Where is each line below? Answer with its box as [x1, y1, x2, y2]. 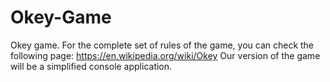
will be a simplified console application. [10, 60, 173, 72]
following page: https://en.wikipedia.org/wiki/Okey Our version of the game [10, 49, 321, 61]
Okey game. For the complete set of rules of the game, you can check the [10, 39, 315, 51]
